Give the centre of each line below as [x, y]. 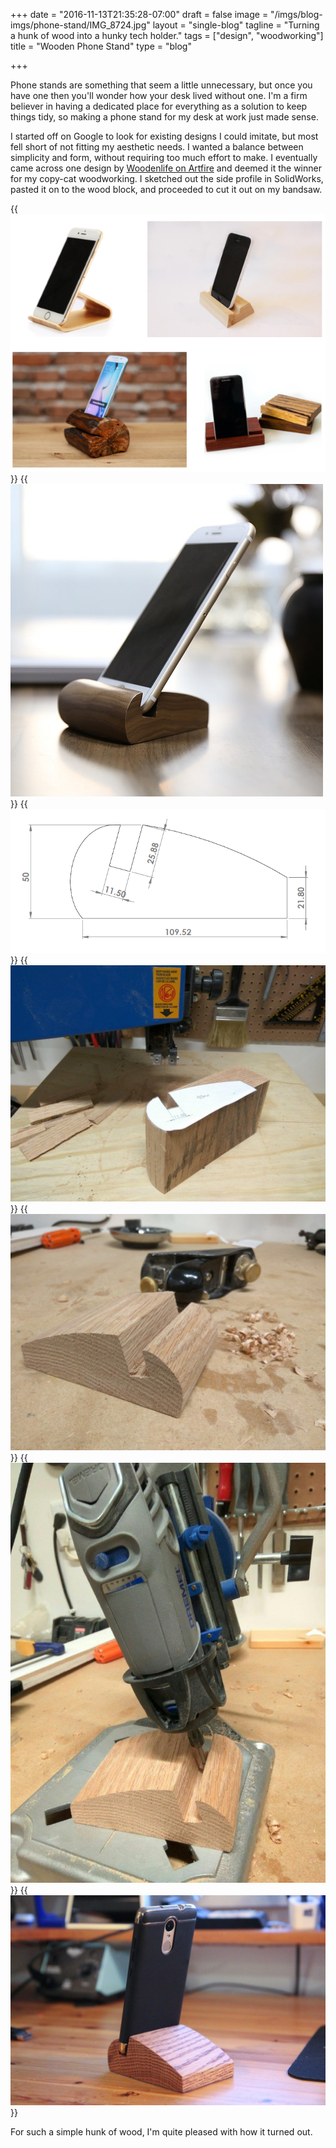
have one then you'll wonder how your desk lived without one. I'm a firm [159, 95]
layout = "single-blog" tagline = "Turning [236, 25]
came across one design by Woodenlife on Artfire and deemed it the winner [166, 168]
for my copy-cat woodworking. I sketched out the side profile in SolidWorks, [167, 178]
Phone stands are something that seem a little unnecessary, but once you [161, 85]
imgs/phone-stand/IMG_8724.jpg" [80, 25]
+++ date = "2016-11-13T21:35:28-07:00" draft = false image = [139, 14]
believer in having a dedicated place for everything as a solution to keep [159, 106]
